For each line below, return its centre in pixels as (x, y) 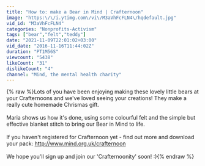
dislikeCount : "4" (30, 69)
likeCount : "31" (27, 63)
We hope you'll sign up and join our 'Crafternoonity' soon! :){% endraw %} (100, 157)
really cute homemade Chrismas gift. (53, 105)
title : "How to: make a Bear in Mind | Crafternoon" (75, 12)
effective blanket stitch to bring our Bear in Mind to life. (76, 124)
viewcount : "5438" (30, 57)
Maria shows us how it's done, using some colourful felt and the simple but (101, 118)
